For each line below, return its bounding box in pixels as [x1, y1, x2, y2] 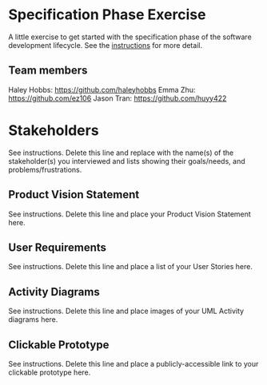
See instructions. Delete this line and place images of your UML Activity [8, 306, 245, 316]
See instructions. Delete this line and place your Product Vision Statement [8, 209, 252, 219]
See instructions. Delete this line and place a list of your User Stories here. [8, 262, 253, 272]
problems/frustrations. [8, 165, 82, 174]
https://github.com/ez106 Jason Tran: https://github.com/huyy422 [8, 93, 227, 103]
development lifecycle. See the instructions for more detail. [8, 40, 202, 50]
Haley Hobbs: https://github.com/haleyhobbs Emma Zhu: [8, 85, 196, 94]
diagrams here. [8, 315, 58, 324]
